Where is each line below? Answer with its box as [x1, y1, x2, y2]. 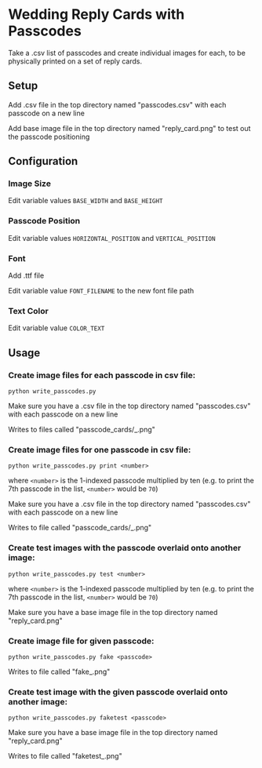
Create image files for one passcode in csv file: [8, 444, 191, 455]
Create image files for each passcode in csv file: [8, 369, 196, 380]
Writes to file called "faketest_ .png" [8, 752, 123, 761]
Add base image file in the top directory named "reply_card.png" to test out [8, 123, 251, 133]
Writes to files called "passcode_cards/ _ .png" [8, 425, 155, 435]
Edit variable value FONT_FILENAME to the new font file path [8, 286, 195, 296]
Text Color [8, 305, 49, 316]
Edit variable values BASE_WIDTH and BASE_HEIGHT [8, 196, 163, 206]
